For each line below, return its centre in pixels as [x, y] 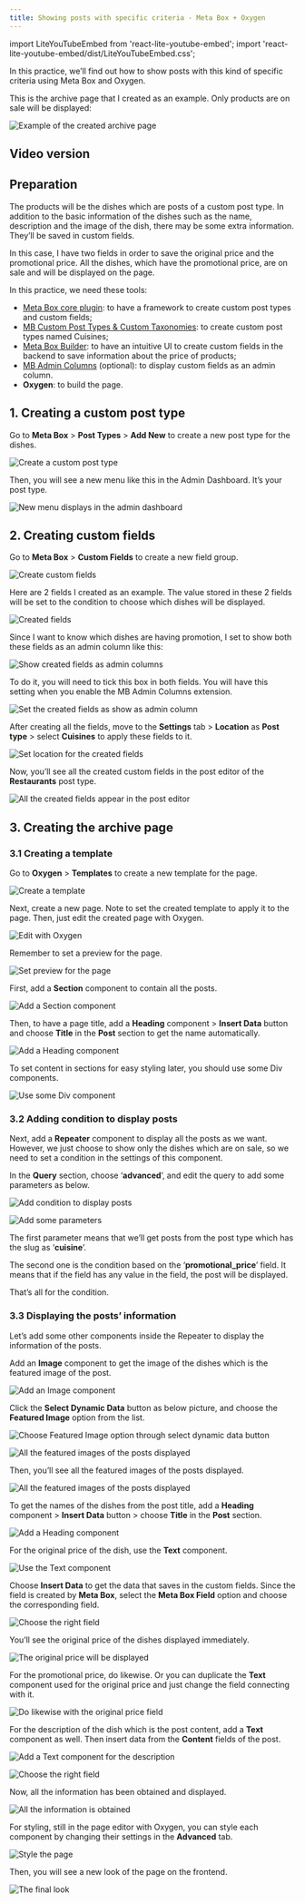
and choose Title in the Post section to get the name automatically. [135, 1033]
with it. [22, 1694]
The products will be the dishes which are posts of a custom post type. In [147, 206]
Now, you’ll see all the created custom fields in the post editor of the [137, 771]
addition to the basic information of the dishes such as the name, [131, 216]
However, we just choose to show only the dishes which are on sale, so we [149, 1148]
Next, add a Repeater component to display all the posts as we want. [138, 1139]
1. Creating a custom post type [98, 413]
